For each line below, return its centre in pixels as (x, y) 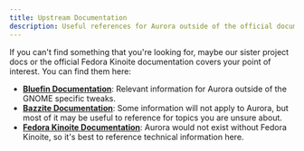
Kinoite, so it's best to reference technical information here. (133, 137)
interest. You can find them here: (70, 71)
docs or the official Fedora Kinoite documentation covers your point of (140, 61)
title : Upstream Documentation (68, 18)
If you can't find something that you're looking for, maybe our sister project (149, 52)
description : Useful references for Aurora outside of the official (141, 26)
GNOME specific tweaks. (69, 98)
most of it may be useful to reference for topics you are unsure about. (152, 118)
